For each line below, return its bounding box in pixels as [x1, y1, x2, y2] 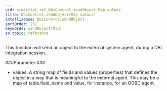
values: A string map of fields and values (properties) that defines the [12, 69, 158, 75]
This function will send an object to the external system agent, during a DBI [5, 45, 162, 50]
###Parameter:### [5, 60, 46, 65]
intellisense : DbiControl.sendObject [5, 17, 85, 22]
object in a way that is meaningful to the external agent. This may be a [12, 75, 159, 80]
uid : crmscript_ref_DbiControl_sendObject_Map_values [5, 7, 121, 13]
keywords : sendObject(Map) [5, 26, 62, 31]
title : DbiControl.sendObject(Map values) [5, 12, 96, 17]
